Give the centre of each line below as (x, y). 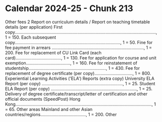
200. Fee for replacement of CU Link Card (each (53, 53)
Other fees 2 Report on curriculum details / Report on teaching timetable (78, 22)
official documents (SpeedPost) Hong (43, 99)
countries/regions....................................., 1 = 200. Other (61, 114)
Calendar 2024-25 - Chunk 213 (69, 8)
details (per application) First (34, 27)
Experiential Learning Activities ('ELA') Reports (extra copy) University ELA (80, 78)
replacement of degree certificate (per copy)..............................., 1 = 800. (78, 73)
